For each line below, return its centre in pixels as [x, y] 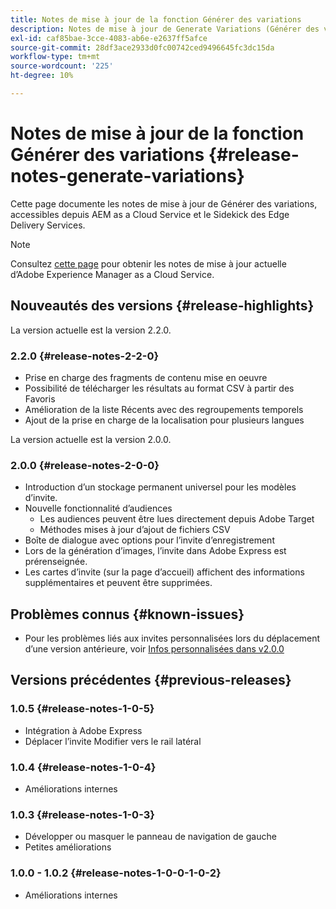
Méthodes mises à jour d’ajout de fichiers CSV [135, 530]
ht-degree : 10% [42, 76]
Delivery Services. [48, 225]
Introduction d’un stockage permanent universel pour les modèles [160, 487]
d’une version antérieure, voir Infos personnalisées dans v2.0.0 [154, 649]
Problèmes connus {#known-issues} [127, 614]
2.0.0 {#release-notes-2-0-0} [85, 465]
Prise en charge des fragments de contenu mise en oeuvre [146, 377]
